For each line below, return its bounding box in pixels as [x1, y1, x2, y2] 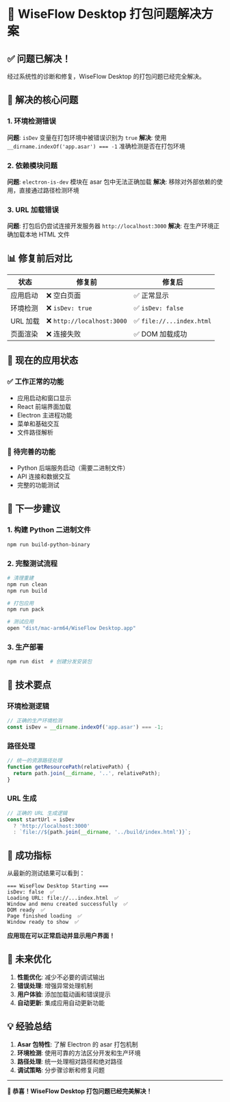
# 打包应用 [7, 600, 34, 607]
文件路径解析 [16, 428, 53, 436]
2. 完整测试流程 [7, 559, 58, 568]
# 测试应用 [7, 618, 34, 626]
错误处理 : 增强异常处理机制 [16, 981, 93, 990]
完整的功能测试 [16, 481, 60, 489]
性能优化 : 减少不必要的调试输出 [16, 972, 105, 981]
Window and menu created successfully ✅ [7, 901, 129, 908]
